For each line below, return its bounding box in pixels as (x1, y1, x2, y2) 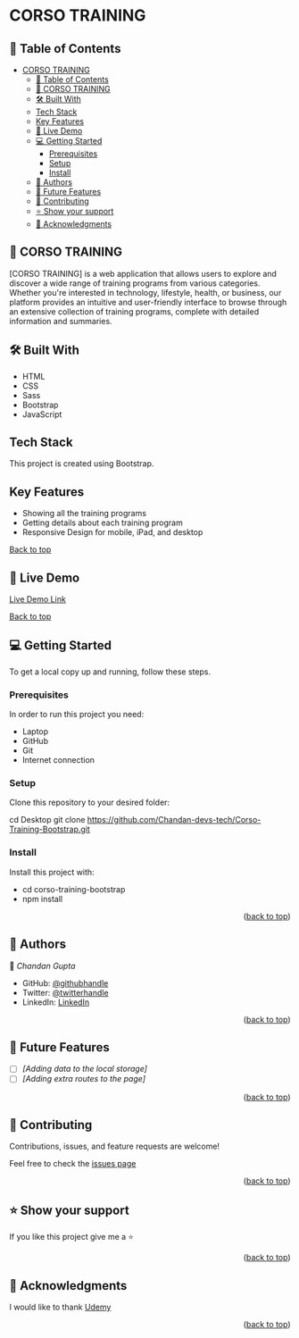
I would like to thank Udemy (9, 1301, 112, 1312)
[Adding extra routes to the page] (21, 1074, 145, 1084)
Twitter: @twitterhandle (21, 987, 109, 998)
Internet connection (21, 755, 96, 765)
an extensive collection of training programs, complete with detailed (9, 305, 260, 317)
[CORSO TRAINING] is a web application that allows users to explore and (9, 268, 277, 279)
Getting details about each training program (21, 517, 183, 528)
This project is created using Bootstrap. (9, 458, 154, 469)
